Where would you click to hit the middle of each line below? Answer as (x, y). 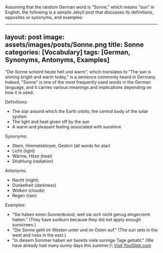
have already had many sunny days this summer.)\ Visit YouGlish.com (81, 245)
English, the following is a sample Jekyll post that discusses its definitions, (79, 12)
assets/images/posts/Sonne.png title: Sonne (74, 45)
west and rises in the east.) (39, 235)
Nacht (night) (25, 180)
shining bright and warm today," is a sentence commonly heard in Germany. (81, 77)
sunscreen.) (24, 225)
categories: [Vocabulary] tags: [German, (68, 52)
